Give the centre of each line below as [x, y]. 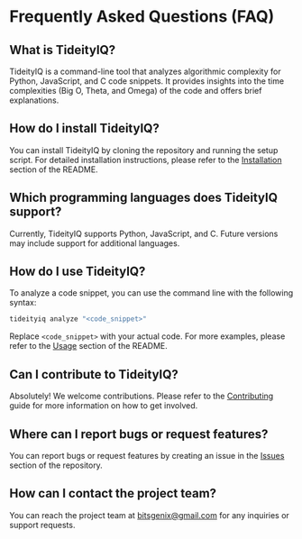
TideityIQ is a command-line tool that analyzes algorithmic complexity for [145, 71]
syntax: [23, 303]
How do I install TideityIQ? [84, 128]
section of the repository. [56, 465]
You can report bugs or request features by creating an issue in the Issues [147, 455]
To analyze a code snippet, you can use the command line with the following [151, 293]
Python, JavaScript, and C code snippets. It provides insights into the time [147, 81]
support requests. [42, 525]
